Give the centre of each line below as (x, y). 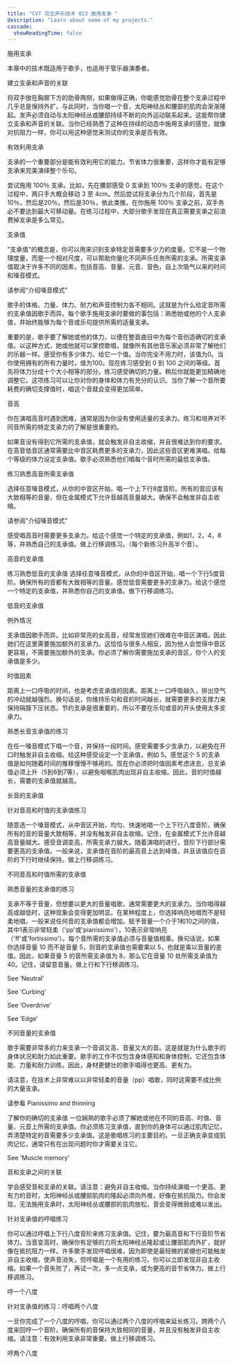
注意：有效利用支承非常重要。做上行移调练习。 (92, 1338)
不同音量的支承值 (32, 1033)
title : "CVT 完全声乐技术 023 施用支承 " (62, 14)
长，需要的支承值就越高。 (44, 781)
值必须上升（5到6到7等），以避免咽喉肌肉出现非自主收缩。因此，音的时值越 (114, 772)
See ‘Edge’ (23, 1019)
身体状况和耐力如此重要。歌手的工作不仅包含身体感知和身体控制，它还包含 (113, 1056)
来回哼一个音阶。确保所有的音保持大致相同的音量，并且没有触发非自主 (113, 1330)
